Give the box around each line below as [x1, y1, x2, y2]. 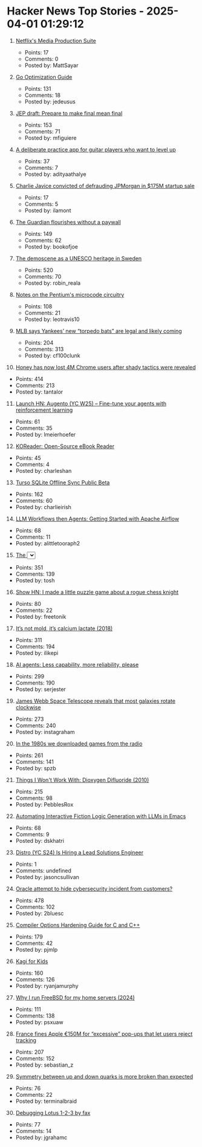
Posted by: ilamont [24, 207, 71, 214]
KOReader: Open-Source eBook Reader [15, 443, 115, 450]
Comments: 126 [15, 975, 55, 983]
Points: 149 [24, 230, 53, 237]
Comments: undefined [15, 866, 72, 874]
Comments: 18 [24, 91, 61, 99]
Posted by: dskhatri [15, 837, 64, 844]
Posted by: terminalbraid [15, 1097, 77, 1105]
